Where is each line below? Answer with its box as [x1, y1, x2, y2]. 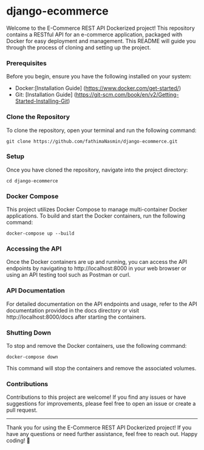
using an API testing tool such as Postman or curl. [6, 271, 131, 279]
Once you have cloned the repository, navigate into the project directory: [6, 166, 188, 173]
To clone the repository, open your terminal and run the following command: [6, 126, 197, 134]
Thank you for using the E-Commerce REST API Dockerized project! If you [6, 424, 192, 431]
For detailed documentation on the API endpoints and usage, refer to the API [6, 300, 197, 308]
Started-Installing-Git [15, 97, 69, 105]
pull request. [6, 406, 38, 414]
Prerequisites [6, 59, 47, 67]
